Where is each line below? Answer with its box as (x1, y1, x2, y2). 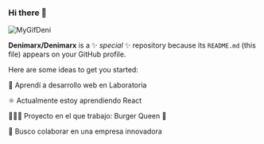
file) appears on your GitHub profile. (8, 49, 126, 59)
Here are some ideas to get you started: (8, 65, 139, 75)
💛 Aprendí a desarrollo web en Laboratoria (8, 80, 147, 90)
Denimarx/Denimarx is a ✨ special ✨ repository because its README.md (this (8, 41, 256, 50)
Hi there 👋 (8, 7, 48, 18)
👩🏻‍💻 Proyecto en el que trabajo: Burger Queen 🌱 (8, 111, 167, 121)
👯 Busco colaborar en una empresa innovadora (8, 126, 163, 136)
